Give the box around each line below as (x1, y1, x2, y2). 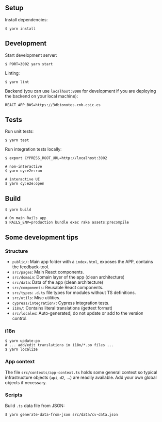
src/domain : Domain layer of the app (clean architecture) (12, 274, 125, 280)
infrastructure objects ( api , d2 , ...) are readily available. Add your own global (5, 374, 157, 380)
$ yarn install (5, 26, 36, 31)
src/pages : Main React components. (12, 269, 84, 275)
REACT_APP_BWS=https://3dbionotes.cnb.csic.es (5, 102, 101, 107)
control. (12, 315, 28, 321)
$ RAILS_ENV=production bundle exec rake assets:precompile (5, 220, 130, 225)
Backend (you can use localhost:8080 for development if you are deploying (5, 88, 156, 94)
